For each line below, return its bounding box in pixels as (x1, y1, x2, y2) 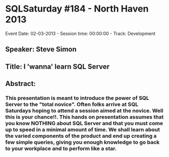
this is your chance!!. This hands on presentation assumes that (5, 114, 164, 121)
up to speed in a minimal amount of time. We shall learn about (5, 126, 160, 133)
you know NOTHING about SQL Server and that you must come (5, 120, 163, 127)
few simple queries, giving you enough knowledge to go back (5, 139, 160, 146)
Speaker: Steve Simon (5, 45, 77, 54)
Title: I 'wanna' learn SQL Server (5, 62, 110, 71)
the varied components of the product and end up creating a (5, 132, 157, 139)
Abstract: (5, 79, 36, 88)
